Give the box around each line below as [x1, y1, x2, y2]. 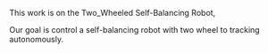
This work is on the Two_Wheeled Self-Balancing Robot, [9, 8, 216, 18]
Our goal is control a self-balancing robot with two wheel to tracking [9, 25, 261, 34]
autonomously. [9, 34, 64, 44]
